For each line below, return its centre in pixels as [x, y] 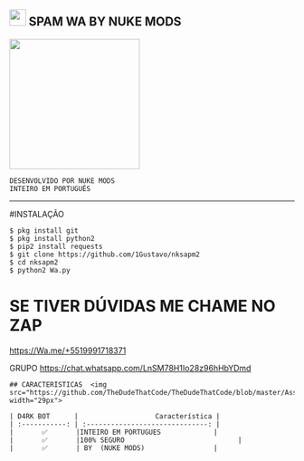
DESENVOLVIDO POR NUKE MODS [62, 181]
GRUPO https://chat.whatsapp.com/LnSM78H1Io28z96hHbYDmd [130, 368]
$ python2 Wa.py [40, 270]
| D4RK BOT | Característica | [115, 416]
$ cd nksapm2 [34, 262]
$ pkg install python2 [52, 238]
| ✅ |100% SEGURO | [126, 440]
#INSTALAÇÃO [37, 214]
